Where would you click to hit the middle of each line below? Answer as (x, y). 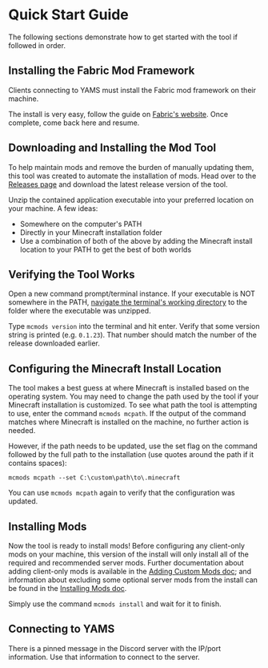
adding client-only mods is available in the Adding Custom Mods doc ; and (130, 571)
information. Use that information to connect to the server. (104, 657)
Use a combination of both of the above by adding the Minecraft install (136, 241)
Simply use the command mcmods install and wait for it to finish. (115, 604)
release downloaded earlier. (54, 343)
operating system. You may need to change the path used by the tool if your (134, 397)
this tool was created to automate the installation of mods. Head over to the (132, 176)
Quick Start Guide (69, 15)
